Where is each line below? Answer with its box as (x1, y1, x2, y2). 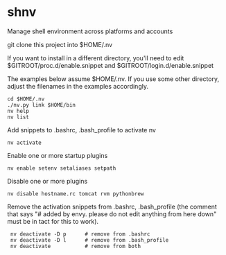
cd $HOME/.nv (7, 95, 45, 103)
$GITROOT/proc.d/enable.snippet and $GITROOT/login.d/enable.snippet (7, 61, 214, 69)
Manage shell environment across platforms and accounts (7, 27, 173, 35)
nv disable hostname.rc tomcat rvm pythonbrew (7, 190, 144, 197)
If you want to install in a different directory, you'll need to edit (7, 53, 184, 62)
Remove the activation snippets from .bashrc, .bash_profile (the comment (7, 202, 217, 211)
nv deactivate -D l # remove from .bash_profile (10, 236, 169, 243)
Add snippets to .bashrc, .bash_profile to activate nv (7, 125, 156, 134)
